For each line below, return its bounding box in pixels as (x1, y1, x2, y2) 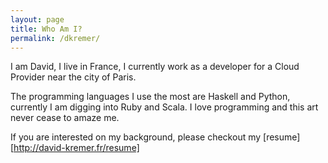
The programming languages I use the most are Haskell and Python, (10, 91, 291, 103)
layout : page (10, 14, 65, 25)
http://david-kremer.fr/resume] (13, 142, 140, 154)
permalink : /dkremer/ (10, 33, 101, 43)
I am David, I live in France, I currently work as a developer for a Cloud (10, 61, 300, 73)
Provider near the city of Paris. (10, 71, 137, 83)
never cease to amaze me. (10, 112, 120, 124)
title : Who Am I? (10, 24, 83, 34)
